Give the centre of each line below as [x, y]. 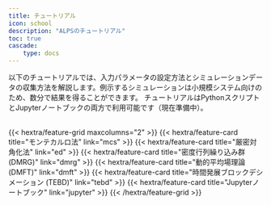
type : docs [41, 53]
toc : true [25, 38]
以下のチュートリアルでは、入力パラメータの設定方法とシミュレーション [129, 77]
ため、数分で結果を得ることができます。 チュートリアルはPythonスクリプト [134, 97]
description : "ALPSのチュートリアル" [67, 31]
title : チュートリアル [42, 16]
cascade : [23, 46]
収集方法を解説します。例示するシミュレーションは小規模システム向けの [142, 87]
